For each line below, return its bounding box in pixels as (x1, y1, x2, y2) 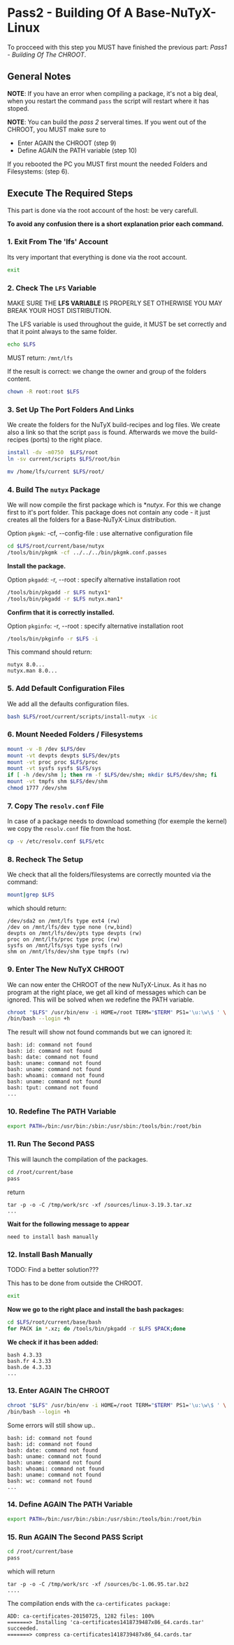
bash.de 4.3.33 (7, 1364, 52, 1371)
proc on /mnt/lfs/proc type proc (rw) (7, 936, 120, 943)
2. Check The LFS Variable (7, 283, 96, 293)
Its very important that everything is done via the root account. (7, 253, 187, 261)
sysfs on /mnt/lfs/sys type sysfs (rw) (7, 942, 124, 949)
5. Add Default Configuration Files (7, 684, 125, 694)
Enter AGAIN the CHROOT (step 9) (17, 139, 117, 147)
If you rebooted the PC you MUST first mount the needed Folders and (7, 160, 207, 168)
